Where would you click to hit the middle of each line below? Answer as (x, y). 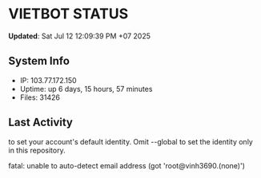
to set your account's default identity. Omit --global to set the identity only (131, 141)
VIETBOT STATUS (68, 14)
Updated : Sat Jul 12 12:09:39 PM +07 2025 (79, 36)
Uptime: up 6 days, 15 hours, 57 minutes (86, 89)
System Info (39, 61)
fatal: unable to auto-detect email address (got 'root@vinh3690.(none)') (127, 165)
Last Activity (41, 123)
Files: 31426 (40, 97)
